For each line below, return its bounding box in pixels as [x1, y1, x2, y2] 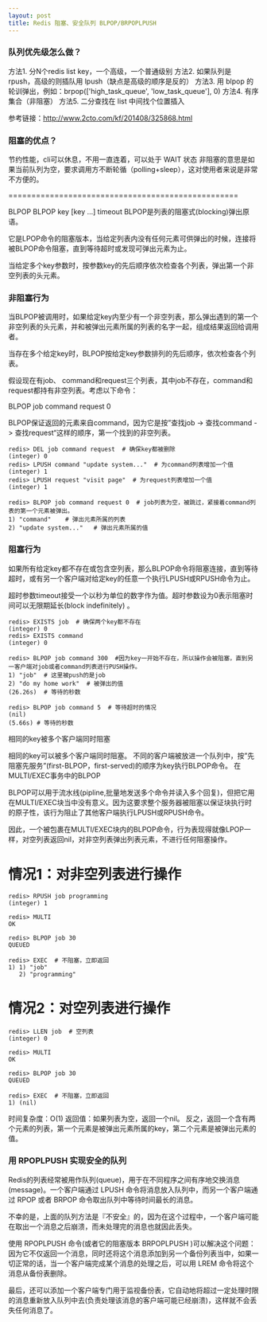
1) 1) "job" [8, 963, 48, 972]
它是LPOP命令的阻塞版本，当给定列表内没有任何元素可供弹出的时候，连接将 [8, 234, 257, 244]
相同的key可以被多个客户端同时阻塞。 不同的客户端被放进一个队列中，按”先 [8, 750, 255, 761]
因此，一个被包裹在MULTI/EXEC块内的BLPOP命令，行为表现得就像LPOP [8, 824, 245, 834]
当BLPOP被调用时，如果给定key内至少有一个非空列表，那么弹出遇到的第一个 [8, 312, 258, 322]
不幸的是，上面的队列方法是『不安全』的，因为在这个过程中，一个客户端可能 [8, 1211, 259, 1221]
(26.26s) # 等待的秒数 [8, 688, 81, 696]
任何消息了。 [14, 1305, 57, 1315]
